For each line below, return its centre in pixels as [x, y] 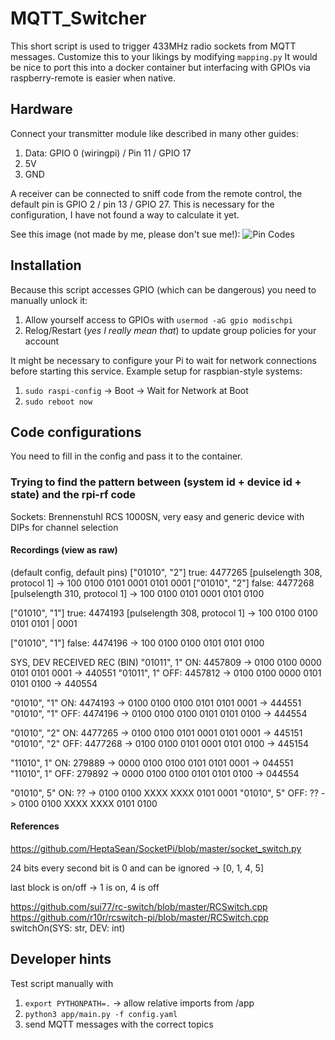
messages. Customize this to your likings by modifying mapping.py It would [164, 56]
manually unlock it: [49, 300]
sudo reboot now [58, 402]
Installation [46, 265]
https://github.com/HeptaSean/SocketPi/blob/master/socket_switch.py [156, 849]
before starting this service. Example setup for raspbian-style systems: [156, 371]
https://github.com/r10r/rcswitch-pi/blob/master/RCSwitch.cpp [139, 918]
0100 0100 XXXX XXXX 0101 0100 [88, 803]
